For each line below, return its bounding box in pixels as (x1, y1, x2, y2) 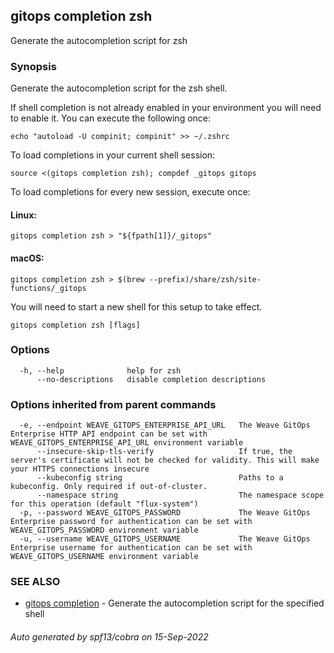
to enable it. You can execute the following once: (10, 112, 212, 124)
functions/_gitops (10, 283, 87, 293)
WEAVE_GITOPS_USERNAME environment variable (10, 552, 199, 562)
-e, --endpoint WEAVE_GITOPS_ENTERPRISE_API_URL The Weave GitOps (19, 420, 311, 431)
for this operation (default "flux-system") (10, 499, 199, 509)
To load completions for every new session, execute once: (10, 186, 251, 198)
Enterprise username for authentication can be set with (10, 543, 253, 553)
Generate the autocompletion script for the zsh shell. (10, 82, 228, 94)
